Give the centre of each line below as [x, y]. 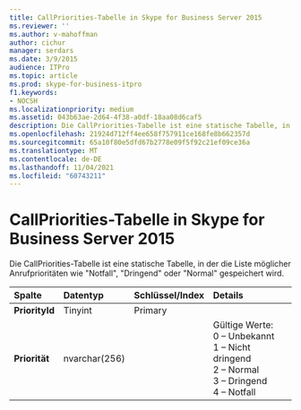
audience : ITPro [39, 68]
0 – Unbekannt [244, 337]
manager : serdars [42, 51]
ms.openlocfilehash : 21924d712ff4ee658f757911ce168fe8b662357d [130, 134]
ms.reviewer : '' [39, 26]
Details [228, 295]
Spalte [28, 295]
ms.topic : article [43, 76]
